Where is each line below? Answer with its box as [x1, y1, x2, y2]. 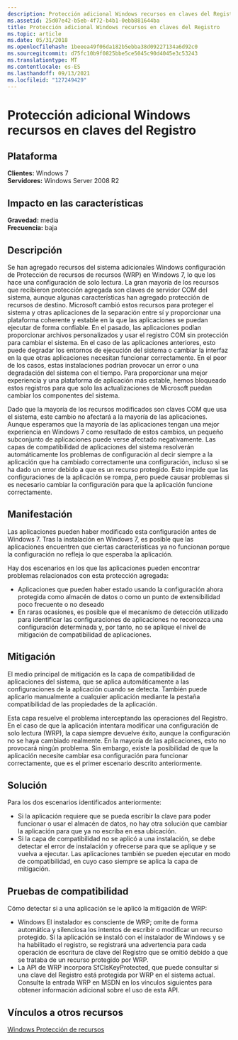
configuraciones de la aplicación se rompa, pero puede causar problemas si [7, 473, 229, 481]
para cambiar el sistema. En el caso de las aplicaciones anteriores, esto [7, 339, 216, 346]
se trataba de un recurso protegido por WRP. [17, 956, 149, 964]
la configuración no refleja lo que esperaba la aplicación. [7, 549, 174, 558]
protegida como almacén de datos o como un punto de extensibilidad [17, 592, 221, 601]
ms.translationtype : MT [7, 57, 78, 64]
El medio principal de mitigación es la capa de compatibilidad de [7, 669, 195, 678]
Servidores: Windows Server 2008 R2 [7, 177, 120, 185]
